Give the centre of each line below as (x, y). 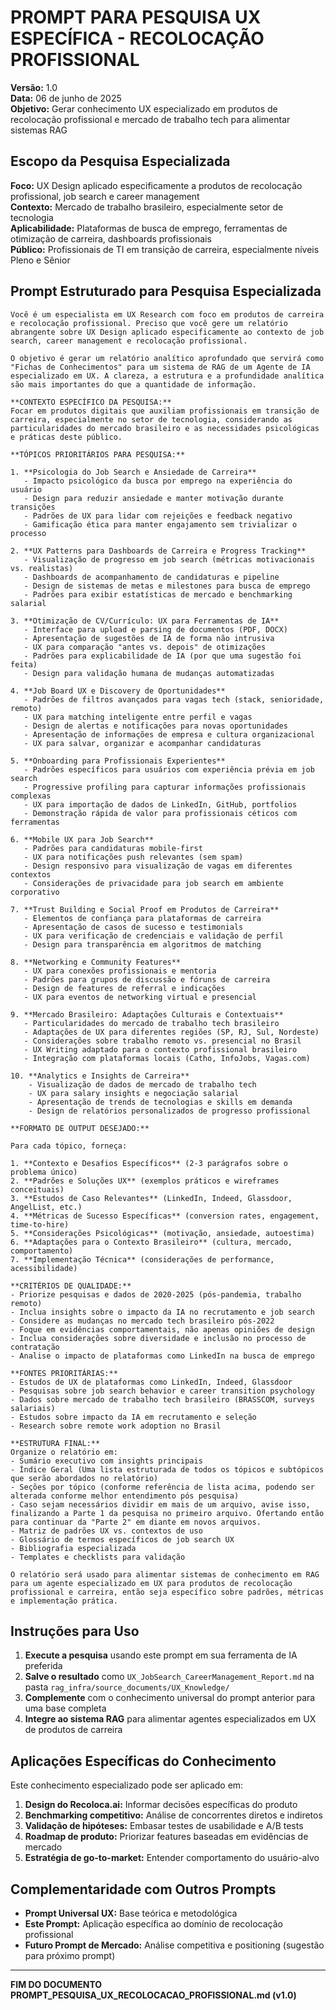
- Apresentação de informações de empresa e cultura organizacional (169, 734)
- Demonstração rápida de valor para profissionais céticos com (160, 813)
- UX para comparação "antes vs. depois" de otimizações (145, 647)
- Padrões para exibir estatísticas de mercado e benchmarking (158, 594)
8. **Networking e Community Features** (96, 962)
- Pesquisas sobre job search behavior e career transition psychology (162, 1391)
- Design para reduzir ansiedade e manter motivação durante (153, 498)
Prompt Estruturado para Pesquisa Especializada (166, 291)
